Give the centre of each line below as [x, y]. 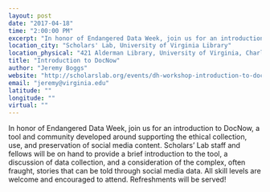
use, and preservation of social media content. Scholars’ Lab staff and [125, 145]
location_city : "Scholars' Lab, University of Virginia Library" [120, 46]
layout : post [30, 16]
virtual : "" [28, 105]
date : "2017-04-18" [41, 23]
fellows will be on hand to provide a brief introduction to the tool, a [118, 154]
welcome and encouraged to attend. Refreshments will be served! [117, 180]
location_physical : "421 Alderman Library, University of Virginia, [125, 53]
